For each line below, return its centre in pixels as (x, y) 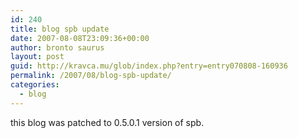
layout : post (37, 57)
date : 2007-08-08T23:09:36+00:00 (80, 38)
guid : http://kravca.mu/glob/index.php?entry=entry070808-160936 (149, 66)
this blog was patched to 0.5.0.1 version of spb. (107, 122)
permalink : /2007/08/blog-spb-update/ (91, 76)
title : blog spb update (60, 29)
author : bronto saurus (57, 47)
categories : (35, 85)
